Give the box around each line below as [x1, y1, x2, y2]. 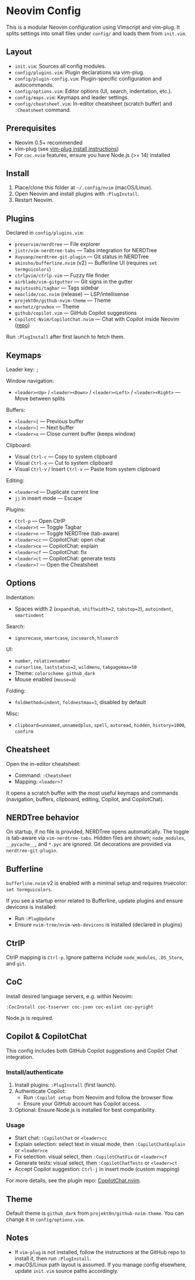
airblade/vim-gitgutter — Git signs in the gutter [14, 278, 133, 285]
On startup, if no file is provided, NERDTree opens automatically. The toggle [6, 828, 189, 835]
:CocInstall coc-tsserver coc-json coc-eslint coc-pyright [6, 1004, 154, 1010]
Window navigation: [6, 378, 54, 384]
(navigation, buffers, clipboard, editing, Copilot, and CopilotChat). [6, 795, 164, 802]
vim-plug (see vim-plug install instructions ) [14, 145, 119, 152]
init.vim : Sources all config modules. [14, 62, 107, 69]
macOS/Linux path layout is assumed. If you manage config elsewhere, [14, 1261, 187, 1268]
